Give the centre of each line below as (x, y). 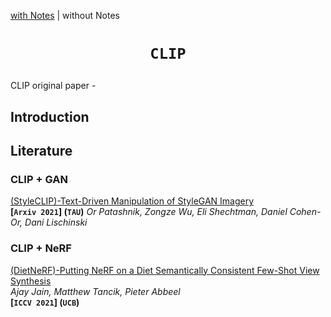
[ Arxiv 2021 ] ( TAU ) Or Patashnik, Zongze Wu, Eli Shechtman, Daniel (149, 212)
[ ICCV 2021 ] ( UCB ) (45, 302)
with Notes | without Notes (65, 15)
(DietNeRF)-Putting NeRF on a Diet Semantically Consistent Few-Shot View (165, 270)
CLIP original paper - (53, 86)
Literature (41, 150)
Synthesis (31, 281)
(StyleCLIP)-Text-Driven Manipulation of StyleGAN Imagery (132, 201)
